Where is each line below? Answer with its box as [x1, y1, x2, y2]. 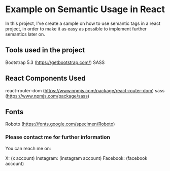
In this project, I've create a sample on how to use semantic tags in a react [5, 20, 161, 26]
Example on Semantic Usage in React [5, 4, 165, 15]
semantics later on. [5, 31, 46, 37]
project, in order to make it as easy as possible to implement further [5, 25, 147, 31]
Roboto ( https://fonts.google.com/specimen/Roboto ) [5, 121, 115, 127]
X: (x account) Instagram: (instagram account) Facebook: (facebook [5, 155, 148, 161]
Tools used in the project [5, 46, 85, 54]
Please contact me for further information [5, 133, 111, 141]
